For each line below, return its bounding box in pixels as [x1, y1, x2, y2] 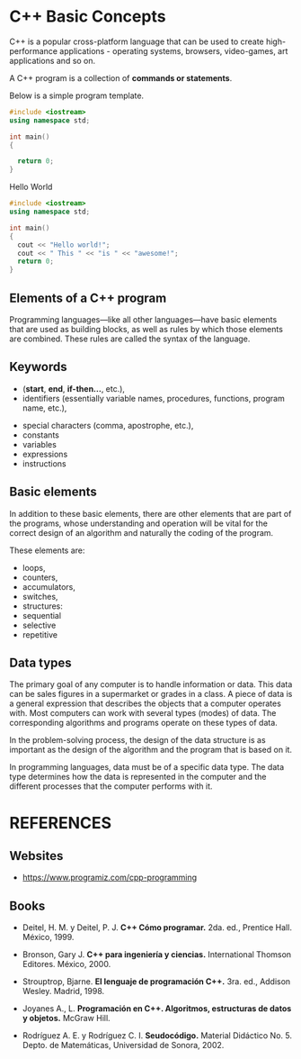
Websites [9, 848, 64, 864]
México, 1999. [22, 932, 75, 943]
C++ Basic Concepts [9, 6, 166, 27]
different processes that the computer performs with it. [9, 781, 213, 792]
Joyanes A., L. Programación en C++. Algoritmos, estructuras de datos [22, 1003, 292, 1014]
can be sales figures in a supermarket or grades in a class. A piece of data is [9, 689, 293, 700]
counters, [22, 572, 58, 583]
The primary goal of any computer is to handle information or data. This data [9, 679, 293, 690]
